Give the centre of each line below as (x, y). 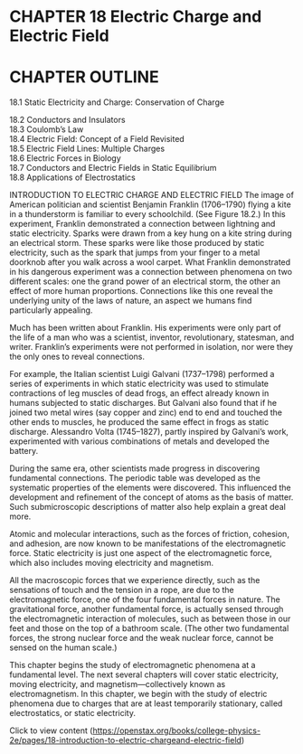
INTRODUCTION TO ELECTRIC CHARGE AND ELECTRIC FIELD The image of (151, 195)
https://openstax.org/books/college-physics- (176, 730)
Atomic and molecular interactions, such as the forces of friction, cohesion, (149, 534)
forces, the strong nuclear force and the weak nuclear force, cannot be (142, 638)
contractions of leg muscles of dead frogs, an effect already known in (139, 393)
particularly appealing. (51, 310)
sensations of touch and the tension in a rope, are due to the (122, 590)
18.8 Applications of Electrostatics (72, 177)
